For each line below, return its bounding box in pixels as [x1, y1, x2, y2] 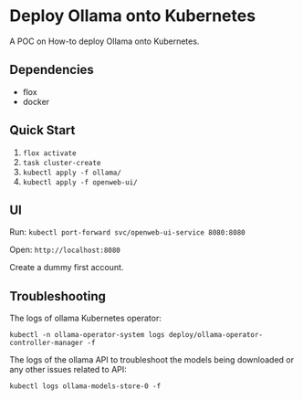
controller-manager [9, 339, 84, 348]
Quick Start [9, 122, 76, 138]
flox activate [22, 148, 77, 158]
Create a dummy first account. [9, 262, 124, 273]
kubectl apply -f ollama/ [22, 168, 121, 177]
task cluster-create [22, 158, 101, 167]
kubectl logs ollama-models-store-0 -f [9, 382, 162, 391]
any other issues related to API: [9, 364, 128, 375]
